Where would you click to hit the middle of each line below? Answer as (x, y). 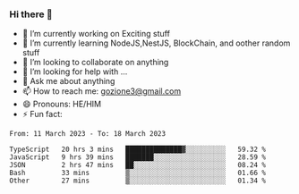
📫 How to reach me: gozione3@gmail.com (102, 91)
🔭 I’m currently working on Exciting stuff (96, 34)
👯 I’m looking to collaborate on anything (95, 63)
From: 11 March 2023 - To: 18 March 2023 (88, 134)
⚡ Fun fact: (42, 114)
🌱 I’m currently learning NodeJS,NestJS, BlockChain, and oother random (156, 43)
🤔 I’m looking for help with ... (75, 72)
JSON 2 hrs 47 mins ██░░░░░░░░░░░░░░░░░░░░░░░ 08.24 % (138, 165)
